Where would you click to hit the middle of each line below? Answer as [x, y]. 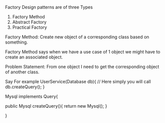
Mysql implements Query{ [32, 96]
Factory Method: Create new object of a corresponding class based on [77, 37]
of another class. [22, 72]
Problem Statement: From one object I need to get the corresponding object [82, 67]
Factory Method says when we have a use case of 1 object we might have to [83, 52]
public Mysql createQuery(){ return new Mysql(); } [56, 106]
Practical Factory [30, 27]
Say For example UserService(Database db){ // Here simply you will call [78, 82]
